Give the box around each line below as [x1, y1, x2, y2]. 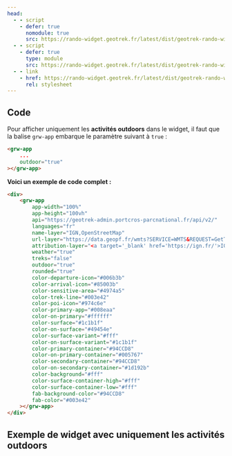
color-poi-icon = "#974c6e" [32, 300, 107, 307]
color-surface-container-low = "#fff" [32, 383, 137, 391]
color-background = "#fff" [32, 371, 104, 378]
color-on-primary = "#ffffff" [32, 313, 113, 320]
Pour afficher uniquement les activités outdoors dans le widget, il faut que [7, 125, 220, 134]
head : [7, 10, 23, 17]
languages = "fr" [32, 223, 76, 230]
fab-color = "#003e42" [32, 396, 91, 403]
